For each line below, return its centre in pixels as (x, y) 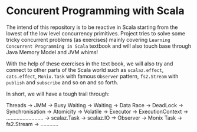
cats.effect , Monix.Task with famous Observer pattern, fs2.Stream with (92, 76)
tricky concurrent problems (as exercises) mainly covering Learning (88, 39)
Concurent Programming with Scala (95, 11)
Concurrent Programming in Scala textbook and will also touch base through (99, 46)
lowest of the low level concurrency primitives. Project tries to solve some (96, 33)
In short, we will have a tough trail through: (58, 94)
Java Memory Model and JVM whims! (52, 52)
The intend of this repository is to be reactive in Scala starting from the (92, 27)
